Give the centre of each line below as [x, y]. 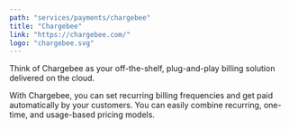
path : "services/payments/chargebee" [80, 18]
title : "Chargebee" [46, 26]
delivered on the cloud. [52, 78]
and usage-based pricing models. [93, 115]
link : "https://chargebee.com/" [70, 34]
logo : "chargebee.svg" [52, 43]
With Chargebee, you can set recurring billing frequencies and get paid [141, 96]
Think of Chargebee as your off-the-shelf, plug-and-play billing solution [142, 69]
